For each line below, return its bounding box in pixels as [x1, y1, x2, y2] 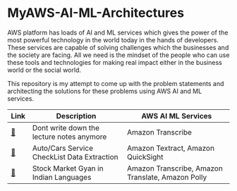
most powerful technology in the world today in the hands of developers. [7, 35, 219, 44]
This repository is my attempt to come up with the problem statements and [7, 79, 224, 87]
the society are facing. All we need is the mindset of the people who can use [7, 51, 230, 59]
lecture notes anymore [32, 132, 107, 142]
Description [56, 111, 97, 121]
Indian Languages [32, 172, 92, 182]
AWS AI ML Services [140, 111, 212, 121]
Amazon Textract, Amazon [126, 143, 215, 153]
